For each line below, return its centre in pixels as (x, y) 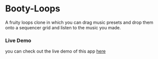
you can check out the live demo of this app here (56, 51)
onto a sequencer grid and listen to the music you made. (63, 27)
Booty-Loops (33, 9)
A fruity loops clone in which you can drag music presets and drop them (79, 22)
